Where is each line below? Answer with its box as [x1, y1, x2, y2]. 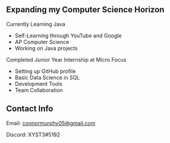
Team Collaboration [14, 86, 64, 94]
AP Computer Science [14, 38, 70, 45]
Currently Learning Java [6, 20, 65, 27]
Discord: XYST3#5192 [6, 131, 61, 138]
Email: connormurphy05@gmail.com [6, 119, 96, 126]
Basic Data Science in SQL [14, 74, 80, 81]
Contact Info [6, 104, 53, 114]
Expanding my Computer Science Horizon [6, 5, 165, 15]
